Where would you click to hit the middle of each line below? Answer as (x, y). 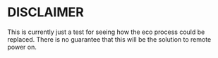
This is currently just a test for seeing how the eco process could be (106, 32)
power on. (22, 47)
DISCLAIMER (46, 12)
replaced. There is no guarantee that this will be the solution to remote (109, 39)
